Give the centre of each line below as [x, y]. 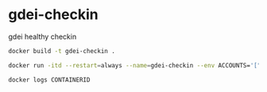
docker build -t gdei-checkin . [62, 51]
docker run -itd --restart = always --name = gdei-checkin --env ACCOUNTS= [129, 65]
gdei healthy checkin [43, 36]
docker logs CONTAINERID [49, 80]
